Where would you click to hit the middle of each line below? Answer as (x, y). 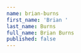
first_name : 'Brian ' (37, 20)
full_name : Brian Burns (40, 33)
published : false (31, 39)
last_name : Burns (31, 26)
